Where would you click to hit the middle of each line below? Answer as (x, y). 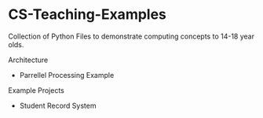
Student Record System (58, 105)
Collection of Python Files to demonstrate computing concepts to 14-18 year (131, 36)
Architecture (28, 60)
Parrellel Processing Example (67, 75)
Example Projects (37, 90)
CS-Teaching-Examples (88, 15)
